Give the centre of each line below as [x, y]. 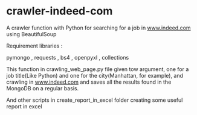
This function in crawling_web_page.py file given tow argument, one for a [98, 69]
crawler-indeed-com [60, 11]
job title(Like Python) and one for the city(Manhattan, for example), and [95, 75]
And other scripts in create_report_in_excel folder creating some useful [95, 100]
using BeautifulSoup [31, 34]
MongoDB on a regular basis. [43, 88]
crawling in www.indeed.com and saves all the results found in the [89, 82]
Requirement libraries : [34, 46]
